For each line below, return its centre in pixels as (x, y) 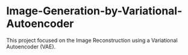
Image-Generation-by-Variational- (94, 11)
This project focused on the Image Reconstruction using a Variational (92, 40)
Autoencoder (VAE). (31, 47)
